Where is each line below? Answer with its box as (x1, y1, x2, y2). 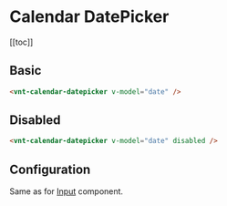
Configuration (9, 161, 91, 177)
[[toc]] (9, 36, 34, 47)
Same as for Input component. (9, 186, 124, 197)
